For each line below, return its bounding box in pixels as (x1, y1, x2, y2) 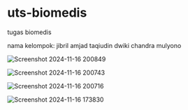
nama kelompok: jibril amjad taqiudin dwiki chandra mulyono (7, 41, 182, 49)
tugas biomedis (7, 28, 52, 36)
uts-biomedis (7, 5, 87, 21)
